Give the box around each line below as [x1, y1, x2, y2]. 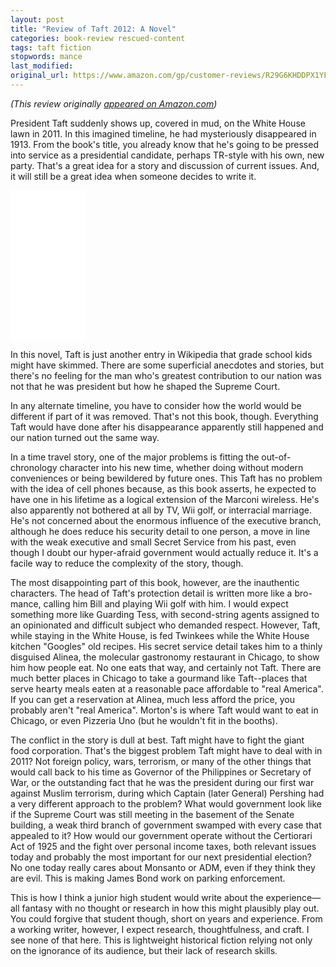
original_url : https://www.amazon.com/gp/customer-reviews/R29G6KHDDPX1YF [10, 71, 329, 81]
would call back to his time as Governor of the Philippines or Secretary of [10, 766, 312, 778]
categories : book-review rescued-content [10, 33, 186, 43]
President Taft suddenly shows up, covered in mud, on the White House [10, 117, 306, 129]
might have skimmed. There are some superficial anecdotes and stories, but [10, 359, 324, 371]
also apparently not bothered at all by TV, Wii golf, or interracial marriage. [10, 504, 312, 516]
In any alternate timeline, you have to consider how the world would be [10, 399, 302, 411]
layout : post [10, 14, 65, 25]
